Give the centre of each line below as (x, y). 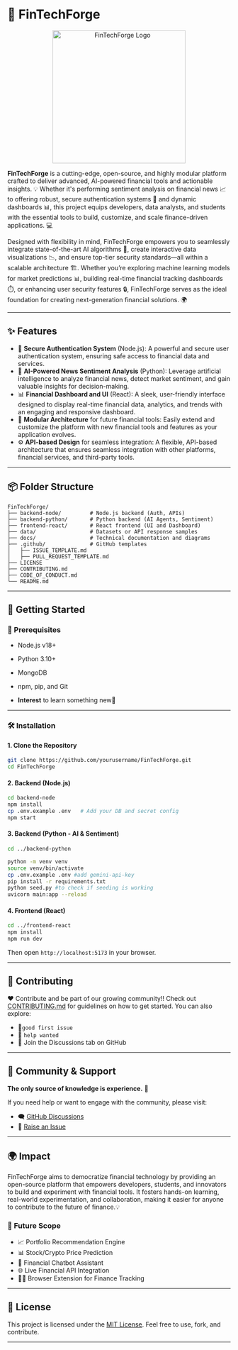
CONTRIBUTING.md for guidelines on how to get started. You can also (110, 1006)
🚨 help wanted (38, 1034)
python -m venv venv (38, 861)
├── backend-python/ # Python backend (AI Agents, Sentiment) (110, 519)
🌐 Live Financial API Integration (63, 1270)
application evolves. (47, 434)
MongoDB (32, 673)
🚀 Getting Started (46, 609)
